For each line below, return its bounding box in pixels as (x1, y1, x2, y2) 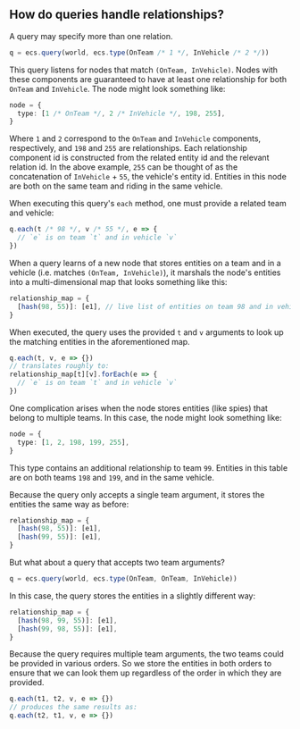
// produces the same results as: (9, 703, 138, 712)
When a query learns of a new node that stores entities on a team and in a (9, 257, 281, 268)
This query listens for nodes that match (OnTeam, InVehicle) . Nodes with (9, 64, 279, 75)
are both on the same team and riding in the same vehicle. (9, 180, 223, 191)
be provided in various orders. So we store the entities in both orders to (9, 658, 272, 669)
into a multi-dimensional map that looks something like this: (9, 276, 228, 287)
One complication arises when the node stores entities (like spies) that (9, 402, 268, 414)
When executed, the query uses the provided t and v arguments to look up (9, 326, 284, 338)
